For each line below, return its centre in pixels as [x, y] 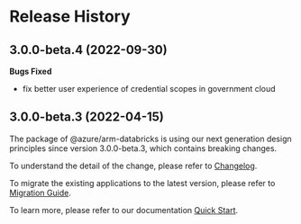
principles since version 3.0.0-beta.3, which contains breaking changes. [143, 148]
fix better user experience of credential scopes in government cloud [149, 89]
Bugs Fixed [31, 71]
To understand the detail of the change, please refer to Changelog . [133, 166]
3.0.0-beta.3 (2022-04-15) [87, 117]
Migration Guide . [41, 193]
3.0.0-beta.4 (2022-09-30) [89, 50]
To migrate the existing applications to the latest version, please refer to [142, 183]
